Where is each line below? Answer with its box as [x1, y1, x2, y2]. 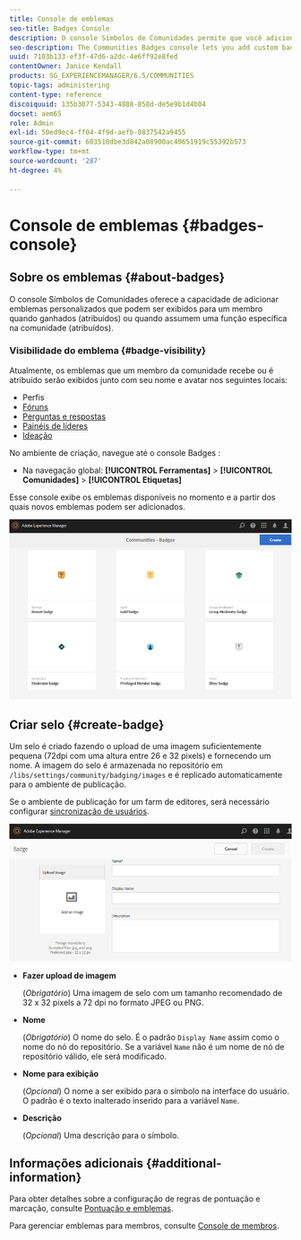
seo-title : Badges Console [9, 23, 110, 33]
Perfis [21, 391, 45, 403]
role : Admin [9, 118, 54, 127]
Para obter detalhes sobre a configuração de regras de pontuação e [9, 1193, 261, 1204]
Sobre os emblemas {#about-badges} [9, 270, 226, 285]
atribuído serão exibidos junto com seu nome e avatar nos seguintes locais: [9, 374, 288, 385]
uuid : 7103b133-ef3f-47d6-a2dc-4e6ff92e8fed [9, 52, 178, 62]
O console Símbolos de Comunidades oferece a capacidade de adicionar [9, 293, 279, 304]
